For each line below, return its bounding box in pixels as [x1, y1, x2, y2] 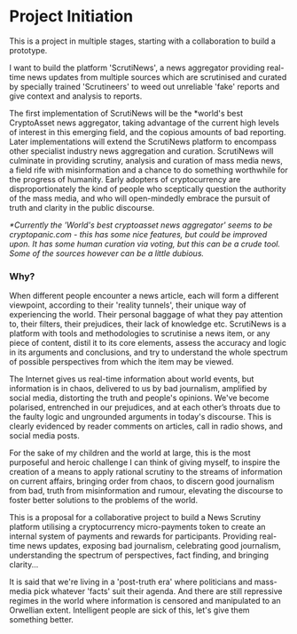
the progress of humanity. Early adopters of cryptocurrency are [9, 173, 241, 184]
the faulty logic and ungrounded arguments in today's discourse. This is [9, 412, 272, 422]
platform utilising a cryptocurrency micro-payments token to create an [9, 522, 266, 533]
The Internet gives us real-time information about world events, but [9, 373, 254, 384]
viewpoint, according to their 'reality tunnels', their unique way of [9, 300, 246, 310]
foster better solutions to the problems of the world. [9, 495, 198, 506]
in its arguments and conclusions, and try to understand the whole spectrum [9, 347, 288, 357]
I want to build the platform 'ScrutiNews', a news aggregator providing [9, 62, 265, 73]
